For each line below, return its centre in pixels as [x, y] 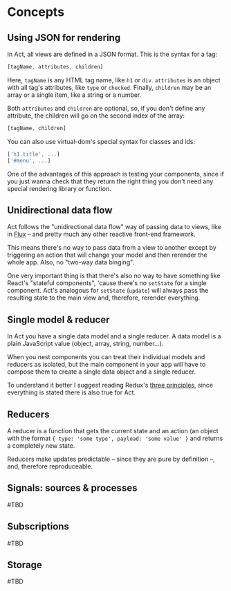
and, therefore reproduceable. [50, 466]
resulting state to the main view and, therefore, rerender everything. [104, 298]
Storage [25, 565]
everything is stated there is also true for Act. [72, 392]
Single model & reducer [58, 319]
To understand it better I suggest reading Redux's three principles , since [110, 385]
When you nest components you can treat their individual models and [106, 357]
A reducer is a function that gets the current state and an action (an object [113, 430]
